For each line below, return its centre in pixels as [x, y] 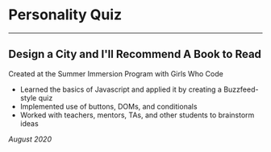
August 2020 [30, 139]
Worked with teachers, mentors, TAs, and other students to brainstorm [137, 115]
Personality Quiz [65, 15]
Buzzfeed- [241, 89]
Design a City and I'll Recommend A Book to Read [135, 54]
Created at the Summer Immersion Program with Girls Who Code [116, 73]
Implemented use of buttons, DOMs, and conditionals [108, 106]
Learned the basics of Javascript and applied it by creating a [121, 89]
